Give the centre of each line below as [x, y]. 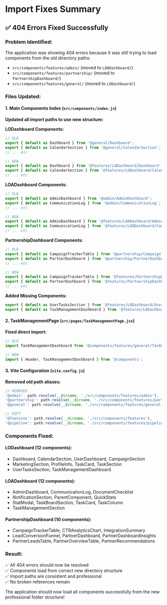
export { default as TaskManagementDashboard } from [61, 309]
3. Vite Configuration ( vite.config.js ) [45, 371]
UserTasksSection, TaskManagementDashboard [62, 469]
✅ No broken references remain [38, 582]
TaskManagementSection [39, 508]
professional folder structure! [35, 597]
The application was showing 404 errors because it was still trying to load [81, 52]
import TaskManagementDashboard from [44, 345]
